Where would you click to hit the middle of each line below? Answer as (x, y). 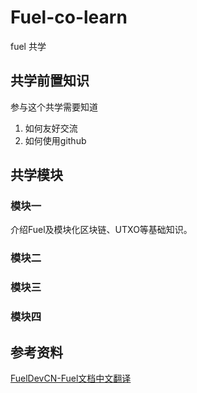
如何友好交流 (51, 128)
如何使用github (55, 140)
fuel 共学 (28, 46)
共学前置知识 (50, 81)
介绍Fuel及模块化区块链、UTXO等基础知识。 (101, 230)
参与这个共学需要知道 (54, 107)
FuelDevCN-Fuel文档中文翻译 (71, 378)
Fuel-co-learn (69, 17)
